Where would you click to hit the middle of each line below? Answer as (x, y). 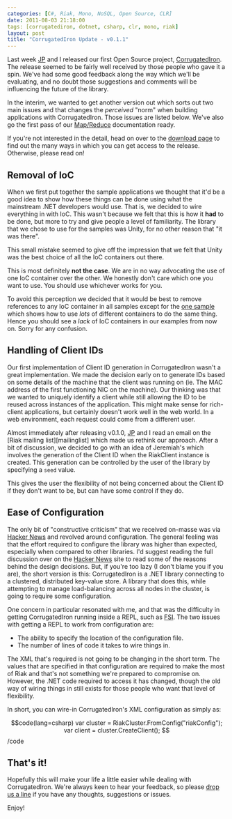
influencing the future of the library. (58, 89)
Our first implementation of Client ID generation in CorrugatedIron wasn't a (114, 367)
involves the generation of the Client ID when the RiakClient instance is (108, 454)
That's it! (27, 763)
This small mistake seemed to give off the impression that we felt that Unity (115, 250)
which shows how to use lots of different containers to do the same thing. (112, 314)
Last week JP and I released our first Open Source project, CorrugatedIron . (115, 59)
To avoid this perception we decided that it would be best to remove (105, 299)
